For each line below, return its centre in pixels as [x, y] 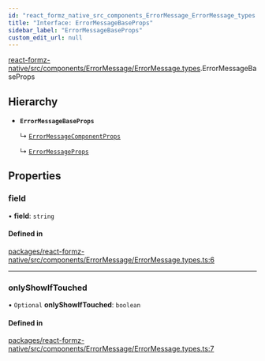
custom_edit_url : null [45, 38]
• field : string [32, 216]
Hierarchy [33, 102]
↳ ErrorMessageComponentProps [70, 136]
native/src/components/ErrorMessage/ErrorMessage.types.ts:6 [112, 259]
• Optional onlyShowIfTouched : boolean [75, 305]
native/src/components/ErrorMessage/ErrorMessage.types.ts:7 [111, 349]
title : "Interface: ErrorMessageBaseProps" [81, 23]
